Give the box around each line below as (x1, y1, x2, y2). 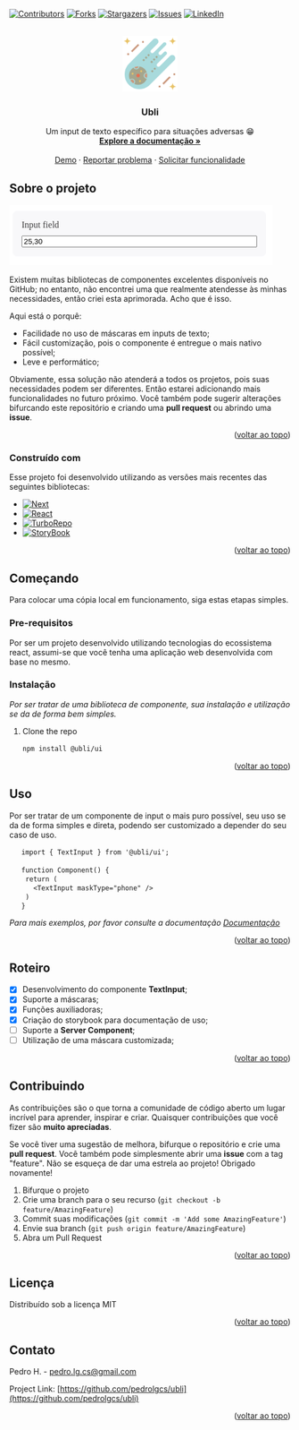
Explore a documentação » (99, 135, 201, 147)
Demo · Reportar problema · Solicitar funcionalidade (54, 155, 245, 166)
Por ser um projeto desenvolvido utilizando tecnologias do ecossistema (9, 637, 272, 648)
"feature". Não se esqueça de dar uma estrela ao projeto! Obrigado (9, 1158, 256, 1169)
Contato (9, 1342, 55, 1357)
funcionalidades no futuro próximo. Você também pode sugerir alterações (9, 393, 281, 404)
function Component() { (21, 865, 110, 875)
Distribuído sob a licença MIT (9, 1299, 118, 1310)
